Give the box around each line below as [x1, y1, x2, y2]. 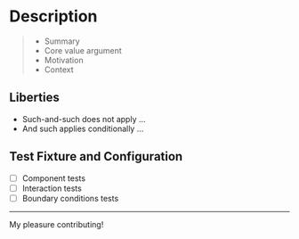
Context [44, 64, 74, 75]
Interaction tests [21, 183, 82, 194]
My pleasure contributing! [9, 218, 104, 229]
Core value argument [44, 45, 122, 55]
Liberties [9, 90, 60, 105]
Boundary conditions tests [21, 193, 119, 203]
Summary [44, 36, 80, 46]
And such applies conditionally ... [21, 123, 144, 134]
